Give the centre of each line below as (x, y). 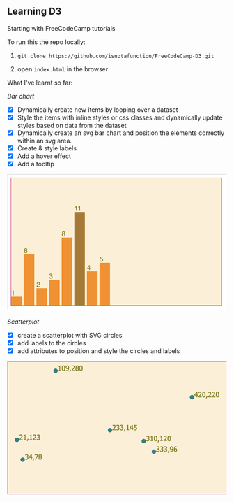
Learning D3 (34, 12)
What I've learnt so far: (40, 83)
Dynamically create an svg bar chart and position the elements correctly (121, 133)
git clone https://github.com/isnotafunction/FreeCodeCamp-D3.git (116, 56)
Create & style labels (47, 148)
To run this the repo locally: (46, 42)
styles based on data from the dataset (72, 125)
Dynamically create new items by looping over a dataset (98, 109)
